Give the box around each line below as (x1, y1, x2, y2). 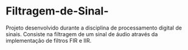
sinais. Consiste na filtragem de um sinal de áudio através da (5, 30, 158, 37)
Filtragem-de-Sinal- (5, 4, 109, 18)
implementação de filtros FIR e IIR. (5, 37, 92, 44)
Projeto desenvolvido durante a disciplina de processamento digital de (5, 24, 182, 31)
